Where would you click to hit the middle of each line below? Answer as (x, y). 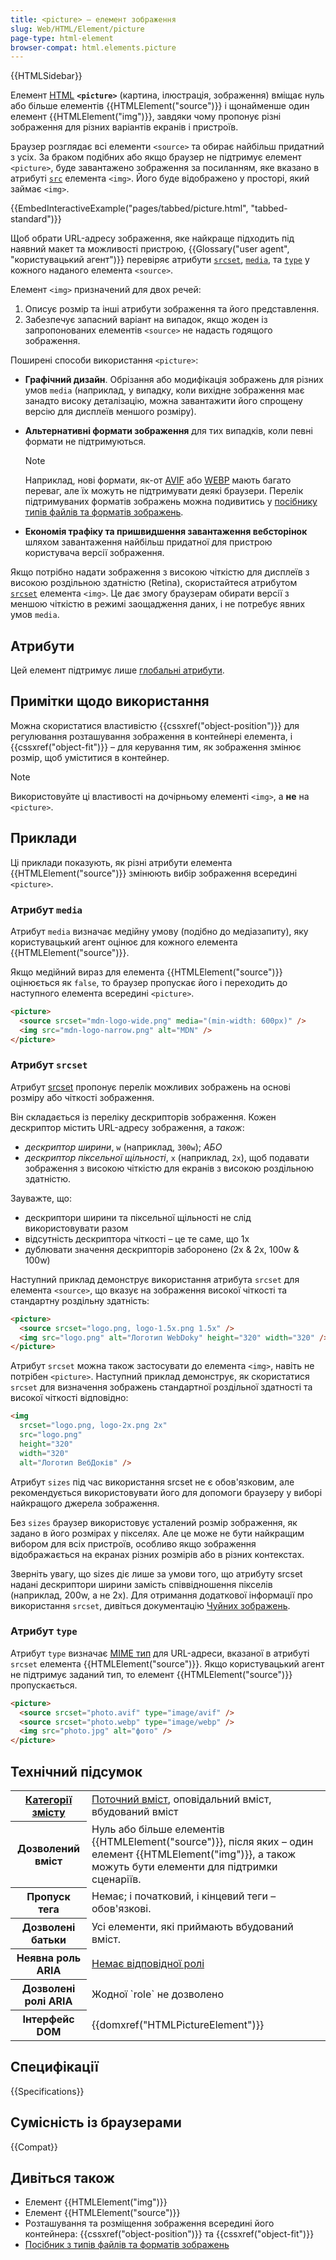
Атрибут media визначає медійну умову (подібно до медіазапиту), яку (159, 931)
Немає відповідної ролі (148, 1964)
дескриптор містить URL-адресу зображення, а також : (127, 1127)
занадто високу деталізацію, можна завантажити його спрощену (163, 401)
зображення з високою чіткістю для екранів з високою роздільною (169, 1168)
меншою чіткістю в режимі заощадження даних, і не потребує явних (158, 604)
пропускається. (44, 1685)
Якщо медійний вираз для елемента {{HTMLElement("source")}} (146, 972)
